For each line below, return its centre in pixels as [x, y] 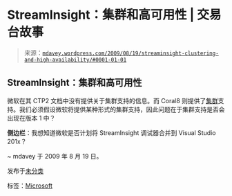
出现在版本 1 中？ [31, 118]
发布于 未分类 [25, 170]
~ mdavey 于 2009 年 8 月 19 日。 [55, 156]
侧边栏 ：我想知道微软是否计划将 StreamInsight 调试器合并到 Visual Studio [112, 132]
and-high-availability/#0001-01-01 [75, 60]
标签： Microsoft [30, 186]
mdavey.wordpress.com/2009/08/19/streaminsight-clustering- [130, 53]
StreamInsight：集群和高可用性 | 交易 [114, 15]
